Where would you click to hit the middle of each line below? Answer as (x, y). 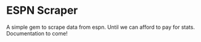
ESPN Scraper (42, 10)
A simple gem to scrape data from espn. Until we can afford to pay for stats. (101, 27)
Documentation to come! (37, 33)
